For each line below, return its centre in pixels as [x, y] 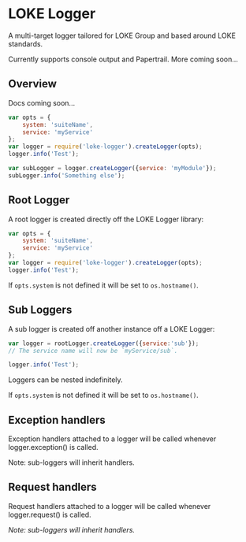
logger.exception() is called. [53, 447]
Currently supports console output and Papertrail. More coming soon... [123, 59]
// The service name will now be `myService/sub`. [93, 351]
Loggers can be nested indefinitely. [66, 380]
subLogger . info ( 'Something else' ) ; [67, 175]
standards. [26, 43]
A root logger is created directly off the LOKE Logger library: [106, 219]
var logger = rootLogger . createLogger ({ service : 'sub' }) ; [104, 343]
